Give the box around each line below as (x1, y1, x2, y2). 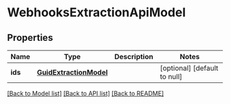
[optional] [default (159, 63, 219, 73)
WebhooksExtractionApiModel (7, 5, 186, 20)
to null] (159, 72, 183, 81)
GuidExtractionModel (36, 68, 108, 77)
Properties (7, 32, 53, 44)
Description (114, 52, 154, 61)
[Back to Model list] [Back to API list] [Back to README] (7, 90, 164, 97)
